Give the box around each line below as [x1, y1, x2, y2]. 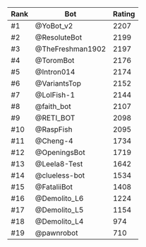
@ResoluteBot [35, 33, 83, 42]
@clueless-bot [35, 171, 85, 180]
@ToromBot [35, 56, 75, 65]
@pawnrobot [35, 228, 78, 238]
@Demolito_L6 [35, 194, 84, 203]
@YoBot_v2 [35, 21, 73, 30]
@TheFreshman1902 [35, 44, 107, 54]
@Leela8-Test [35, 159, 83, 168]
